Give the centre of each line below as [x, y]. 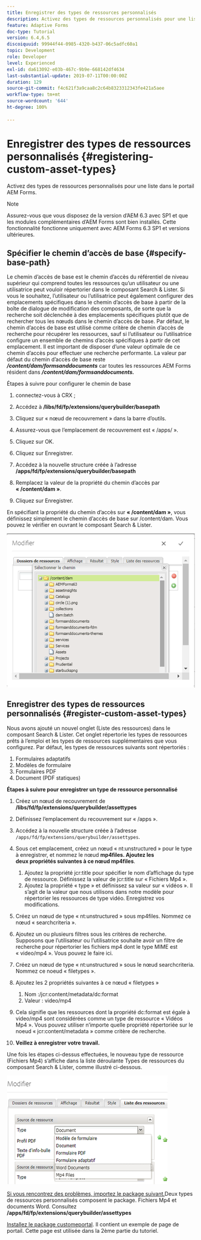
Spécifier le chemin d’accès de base [75, 253]
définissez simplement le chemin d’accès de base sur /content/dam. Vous [98, 519]
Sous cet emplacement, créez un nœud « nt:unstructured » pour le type [104, 848]
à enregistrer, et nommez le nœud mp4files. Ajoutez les [85, 854]
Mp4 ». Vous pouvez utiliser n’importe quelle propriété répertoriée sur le [104, 1025]
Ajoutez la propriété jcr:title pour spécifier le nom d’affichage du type [109, 872]
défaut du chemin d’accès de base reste [56, 359]
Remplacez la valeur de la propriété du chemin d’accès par [88, 483]
